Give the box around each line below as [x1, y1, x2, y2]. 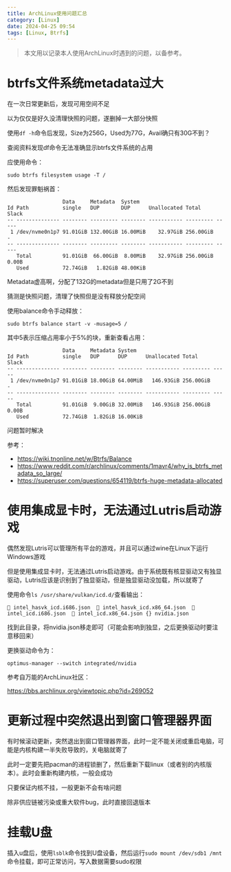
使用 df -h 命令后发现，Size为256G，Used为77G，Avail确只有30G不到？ [7, 129, 211, 138]
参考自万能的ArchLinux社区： [7, 673, 91, 682]
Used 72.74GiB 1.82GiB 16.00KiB [16, 413, 143, 420]
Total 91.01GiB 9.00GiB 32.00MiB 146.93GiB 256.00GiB [16, 402, 211, 408]
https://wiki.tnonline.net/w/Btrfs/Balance [16, 455, 132, 463]
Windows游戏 [7, 553, 46, 561]
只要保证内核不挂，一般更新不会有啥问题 [7, 783, 122, 792]
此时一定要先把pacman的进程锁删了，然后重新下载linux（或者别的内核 [7, 761, 206, 769]
